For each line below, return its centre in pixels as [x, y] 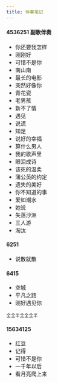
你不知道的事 [31, 192]
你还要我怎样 [31, 47]
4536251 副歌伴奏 [29, 32]
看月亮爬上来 [31, 374]
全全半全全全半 [22, 316]
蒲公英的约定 [31, 177]
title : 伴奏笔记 [25, 12]
